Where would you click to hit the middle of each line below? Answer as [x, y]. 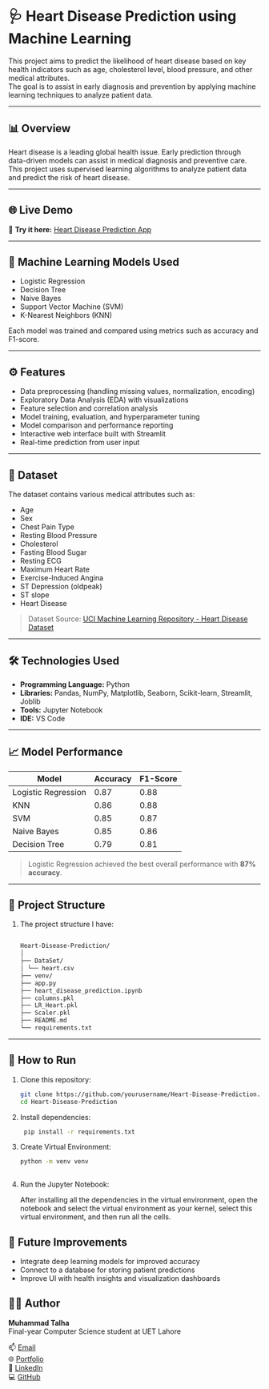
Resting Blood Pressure [58, 535]
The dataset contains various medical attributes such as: [102, 494]
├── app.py [38, 983]
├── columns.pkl [47, 998]
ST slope [34, 595]
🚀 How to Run [42, 1060]
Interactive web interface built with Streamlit [93, 434]
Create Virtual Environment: [66, 1147]
